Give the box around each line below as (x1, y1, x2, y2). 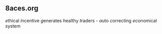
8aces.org (5, 4, 39, 13)
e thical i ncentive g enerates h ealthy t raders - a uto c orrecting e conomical (5, 17, 157, 23)
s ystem (5, 23, 21, 29)
